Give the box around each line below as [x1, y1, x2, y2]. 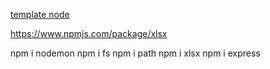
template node [10, 9, 70, 20]
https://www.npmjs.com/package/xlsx [10, 28, 168, 39]
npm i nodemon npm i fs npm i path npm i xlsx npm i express [10, 47, 261, 59]
